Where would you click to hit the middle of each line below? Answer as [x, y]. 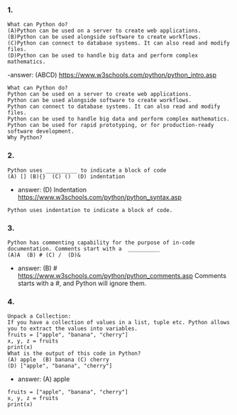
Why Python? [25, 138]
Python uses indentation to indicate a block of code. [90, 210]
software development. [41, 132]
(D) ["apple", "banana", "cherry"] [60, 366]
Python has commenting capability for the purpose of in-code [101, 243]
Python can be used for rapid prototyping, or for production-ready [111, 126]
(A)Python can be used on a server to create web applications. [104, 31]
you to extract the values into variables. [73, 329]
